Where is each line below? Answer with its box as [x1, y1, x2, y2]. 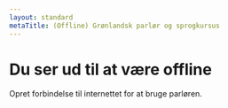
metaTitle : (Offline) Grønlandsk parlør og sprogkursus [9, 21, 220, 30]
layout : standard [9, 12, 74, 22]
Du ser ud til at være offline [9, 59, 213, 80]
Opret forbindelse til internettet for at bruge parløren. [9, 89, 202, 99]
